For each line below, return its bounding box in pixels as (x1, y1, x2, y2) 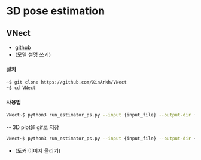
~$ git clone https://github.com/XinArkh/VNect (6, 79, 127, 85)
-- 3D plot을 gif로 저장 (6, 124, 59, 131)
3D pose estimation (6, 4, 105, 18)
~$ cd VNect (6, 85, 36, 91)
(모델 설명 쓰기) (14, 51, 51, 58)
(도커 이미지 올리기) (14, 147, 61, 154)
